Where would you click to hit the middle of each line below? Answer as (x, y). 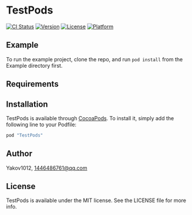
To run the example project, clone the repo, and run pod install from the (95, 59)
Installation (27, 104)
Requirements (32, 84)
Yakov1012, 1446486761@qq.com (47, 168)
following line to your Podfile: (41, 124)
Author (19, 154)
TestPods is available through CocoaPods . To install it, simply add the (90, 118)
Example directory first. (34, 65)
